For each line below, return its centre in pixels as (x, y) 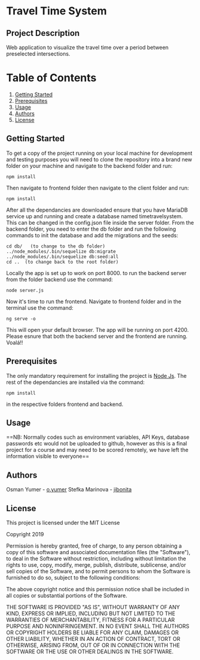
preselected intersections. (38, 54)
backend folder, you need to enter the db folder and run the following (91, 229)
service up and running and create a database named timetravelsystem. (95, 216)
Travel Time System (57, 11)
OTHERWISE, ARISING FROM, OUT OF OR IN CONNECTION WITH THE (93, 645)
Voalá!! (15, 343)
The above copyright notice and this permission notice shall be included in (98, 589)
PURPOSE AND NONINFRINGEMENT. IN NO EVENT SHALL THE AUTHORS (98, 626)
